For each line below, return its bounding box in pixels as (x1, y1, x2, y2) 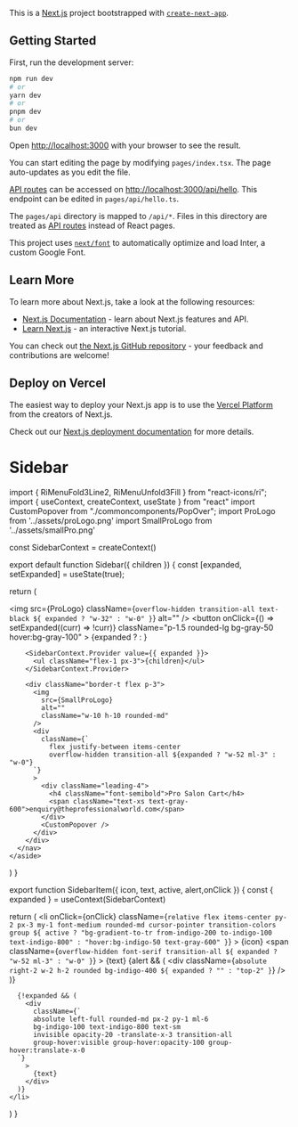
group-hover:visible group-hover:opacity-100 (32, 1038, 205, 1047)
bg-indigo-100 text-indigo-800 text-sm (32, 1022, 181, 1032)
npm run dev (9, 74, 53, 83)
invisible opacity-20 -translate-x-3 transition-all (32, 1030, 233, 1039)
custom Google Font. (9, 247, 86, 257)
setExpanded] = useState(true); (9, 568, 125, 579)
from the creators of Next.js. (9, 409, 113, 420)
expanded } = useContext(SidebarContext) (9, 894, 166, 904)
